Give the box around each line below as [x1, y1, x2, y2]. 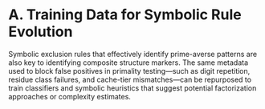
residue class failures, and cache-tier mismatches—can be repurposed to [8, 75, 251, 84]
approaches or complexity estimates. [8, 91, 131, 101]
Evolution [8, 22, 73, 41]
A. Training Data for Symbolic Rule [8, 6, 243, 24]
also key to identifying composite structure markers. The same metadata [8, 58, 249, 67]
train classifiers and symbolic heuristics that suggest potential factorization [8, 83, 257, 93]
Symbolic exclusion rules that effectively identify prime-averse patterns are [8, 49, 258, 59]
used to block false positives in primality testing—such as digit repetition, [8, 66, 251, 75]
